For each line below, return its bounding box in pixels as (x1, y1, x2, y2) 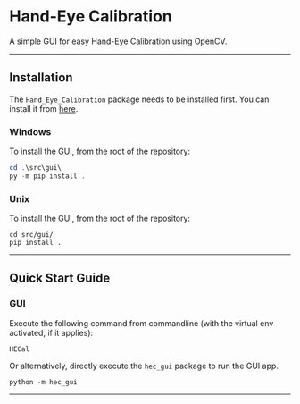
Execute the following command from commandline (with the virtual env (9, 317, 274, 328)
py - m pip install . (9, 172, 87, 181)
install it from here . (9, 103, 79, 114)
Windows (9, 125, 52, 138)
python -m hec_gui (9, 377, 78, 386)
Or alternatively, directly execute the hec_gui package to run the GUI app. (9, 360, 279, 371)
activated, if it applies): (9, 327, 94, 338)
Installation (9, 70, 73, 86)
